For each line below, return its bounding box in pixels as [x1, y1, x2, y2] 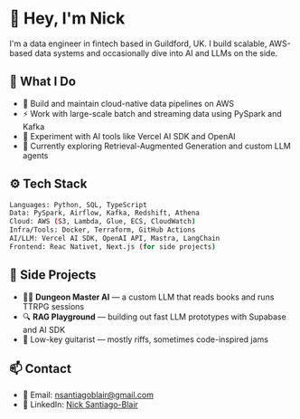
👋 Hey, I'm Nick [9, 8, 126, 29]
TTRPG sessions [22, 300, 84, 311]
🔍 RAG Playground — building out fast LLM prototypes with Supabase [22, 311, 286, 322]
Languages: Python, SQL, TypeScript [9, 200, 147, 209]
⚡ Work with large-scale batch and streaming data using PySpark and [22, 108, 282, 119]
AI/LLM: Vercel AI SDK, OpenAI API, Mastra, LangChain [9, 234, 220, 243]
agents [22, 149, 49, 161]
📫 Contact [9, 361, 72, 376]
